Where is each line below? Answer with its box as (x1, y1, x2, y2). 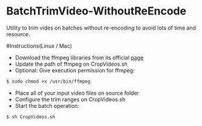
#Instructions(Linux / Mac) (6, 42, 73, 49)
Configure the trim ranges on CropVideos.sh (15, 95, 126, 103)
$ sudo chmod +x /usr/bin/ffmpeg (6, 78, 91, 84)
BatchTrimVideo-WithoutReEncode (6, 4, 186, 18)
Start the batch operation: (15, 102, 80, 109)
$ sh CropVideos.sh (6, 113, 56, 120)
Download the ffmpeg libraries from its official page (15, 54, 144, 61)
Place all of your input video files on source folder (15, 89, 139, 96)
